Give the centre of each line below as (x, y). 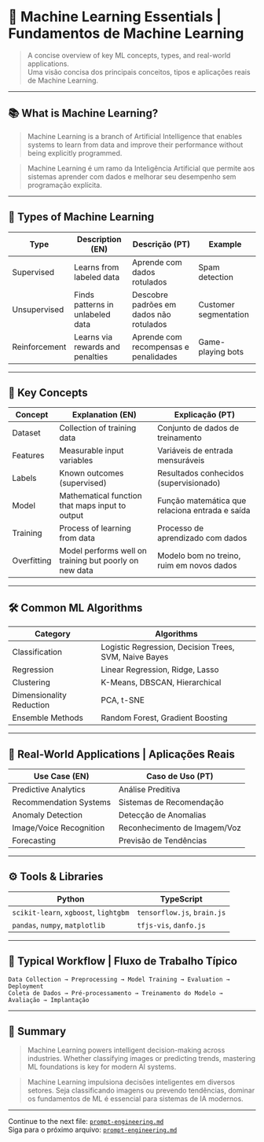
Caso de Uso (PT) (180, 776)
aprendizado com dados (202, 538)
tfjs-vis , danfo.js (171, 925)
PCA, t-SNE (123, 700)
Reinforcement (39, 347)
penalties (91, 356)
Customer (216, 304)
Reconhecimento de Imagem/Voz (180, 828)
